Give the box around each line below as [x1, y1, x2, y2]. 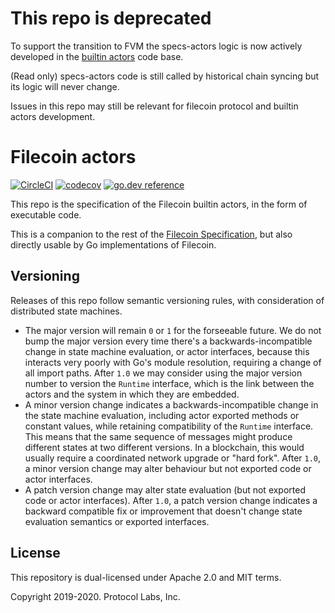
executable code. [10, 208, 82, 221]
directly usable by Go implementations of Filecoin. [10, 238, 217, 251]
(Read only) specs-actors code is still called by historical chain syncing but [10, 70, 320, 82]
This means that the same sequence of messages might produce [24, 430, 293, 442]
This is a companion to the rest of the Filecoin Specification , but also [10, 228, 293, 240]
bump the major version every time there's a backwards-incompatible [24, 335, 313, 347]
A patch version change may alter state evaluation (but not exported [24, 483, 307, 496]
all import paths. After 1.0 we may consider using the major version [24, 367, 303, 379]
